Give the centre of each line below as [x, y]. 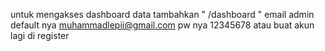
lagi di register [40, 35]
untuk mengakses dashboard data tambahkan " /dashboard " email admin [162, 14]
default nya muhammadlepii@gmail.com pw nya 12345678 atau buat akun [162, 25]
